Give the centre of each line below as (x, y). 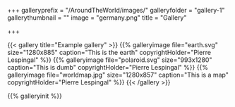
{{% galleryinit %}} (35, 96)
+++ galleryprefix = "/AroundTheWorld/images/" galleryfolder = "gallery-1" (116, 10)
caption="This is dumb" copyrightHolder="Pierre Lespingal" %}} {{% (108, 67)
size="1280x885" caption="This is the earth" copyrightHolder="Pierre (109, 52)
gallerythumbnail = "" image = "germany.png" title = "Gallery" (97, 18)
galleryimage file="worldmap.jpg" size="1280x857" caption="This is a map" (118, 75)
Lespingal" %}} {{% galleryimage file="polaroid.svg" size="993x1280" (110, 60)
